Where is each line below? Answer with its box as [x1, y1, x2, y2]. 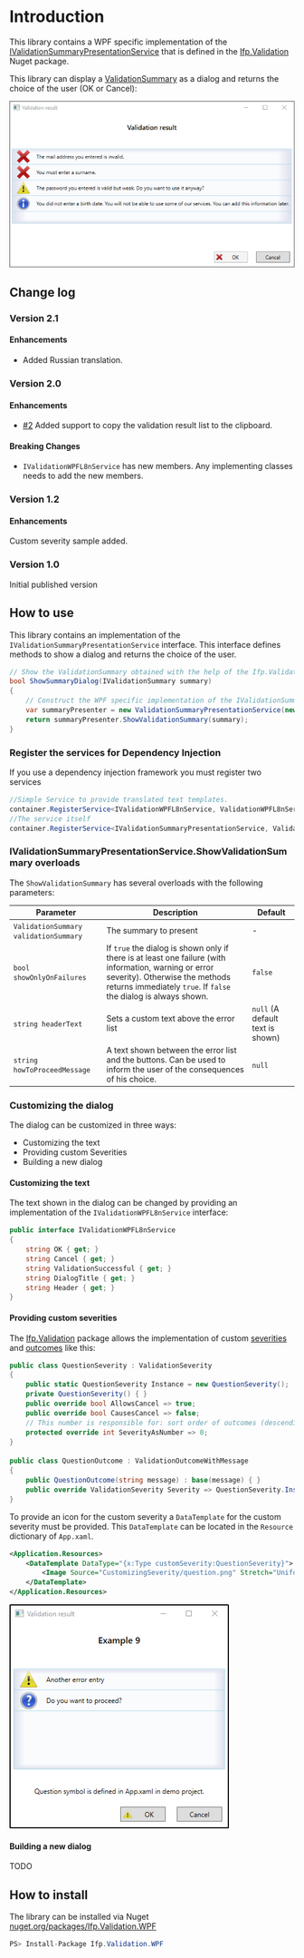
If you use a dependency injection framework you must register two [9, 767, 262, 778]
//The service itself [9, 814, 91, 823]
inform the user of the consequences [106, 1064, 244, 1075]
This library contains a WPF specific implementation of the [9, 36, 228, 47]
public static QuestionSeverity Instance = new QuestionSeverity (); [25, 1380, 290, 1389]
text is [252, 1023, 275, 1033]
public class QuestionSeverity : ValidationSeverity [9, 1361, 213, 1370]
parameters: [9, 886, 55, 897]
